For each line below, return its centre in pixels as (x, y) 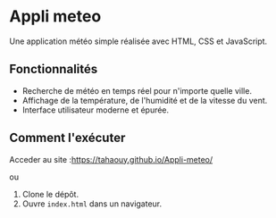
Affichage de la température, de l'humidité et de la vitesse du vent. (145, 100)
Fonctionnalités (54, 69)
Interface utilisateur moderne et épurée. (96, 110)
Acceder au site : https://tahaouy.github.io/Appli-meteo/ (111, 159)
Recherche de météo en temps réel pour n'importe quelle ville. (137, 90)
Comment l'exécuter (67, 138)
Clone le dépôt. (50, 194)
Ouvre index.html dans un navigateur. (92, 204)
